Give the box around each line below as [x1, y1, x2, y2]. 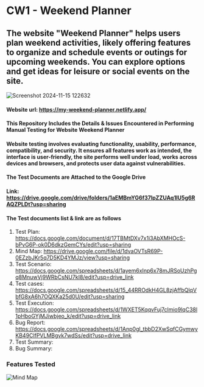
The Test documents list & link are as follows [6, 214, 122, 222]
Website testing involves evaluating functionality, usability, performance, [6, 140, 197, 147]
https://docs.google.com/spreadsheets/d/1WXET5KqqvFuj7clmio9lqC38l [15, 306, 198, 313]
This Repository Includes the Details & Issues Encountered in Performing [6, 120, 194, 127]
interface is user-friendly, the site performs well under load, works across [6, 153, 197, 161]
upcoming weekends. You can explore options [6, 56, 186, 67]
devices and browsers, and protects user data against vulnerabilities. [6, 159, 186, 167]
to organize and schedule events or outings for [6, 47, 188, 57]
